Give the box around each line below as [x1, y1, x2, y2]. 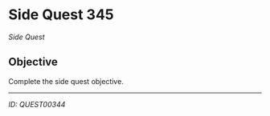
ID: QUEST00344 [8, 99, 66, 109]
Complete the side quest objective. [8, 76, 125, 86]
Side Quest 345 [8, 6, 114, 24]
